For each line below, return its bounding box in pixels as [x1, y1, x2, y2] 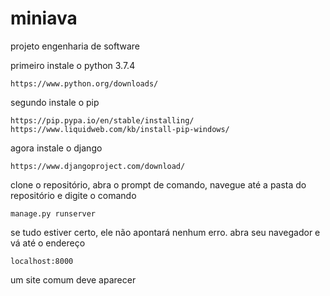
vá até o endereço [10, 237, 86, 249]
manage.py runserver [10, 208, 97, 219]
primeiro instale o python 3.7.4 [10, 59, 136, 71]
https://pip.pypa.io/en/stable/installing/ [10, 115, 195, 126]
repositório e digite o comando [10, 189, 137, 201]
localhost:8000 [10, 256, 74, 266]
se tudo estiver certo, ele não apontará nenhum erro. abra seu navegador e [10, 226, 321, 238]
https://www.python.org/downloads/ [10, 78, 159, 89]
